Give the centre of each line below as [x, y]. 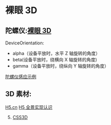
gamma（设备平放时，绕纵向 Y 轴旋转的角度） [61, 66]
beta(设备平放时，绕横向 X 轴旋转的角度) [55, 59]
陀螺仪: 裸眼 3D [28, 30]
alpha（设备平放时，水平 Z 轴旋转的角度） [56, 53]
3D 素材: [18, 94]
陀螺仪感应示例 [21, 77]
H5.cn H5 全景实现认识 [29, 107]
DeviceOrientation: [25, 43]
